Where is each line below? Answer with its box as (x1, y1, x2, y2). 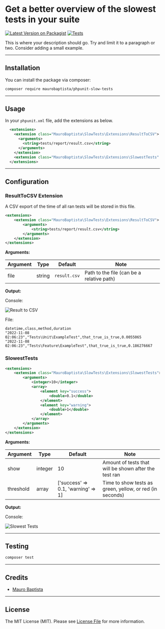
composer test (5, 555, 34, 560)
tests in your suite (5, 14, 80, 25)
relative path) (84, 276, 115, 283)
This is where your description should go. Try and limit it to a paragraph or (5, 39, 156, 45)
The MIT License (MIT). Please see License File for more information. (5, 618, 145, 624)
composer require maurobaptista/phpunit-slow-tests (5, 86, 113, 92)
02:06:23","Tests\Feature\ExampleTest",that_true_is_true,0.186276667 (5, 344, 153, 348)
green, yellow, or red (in (102, 485, 158, 492)
